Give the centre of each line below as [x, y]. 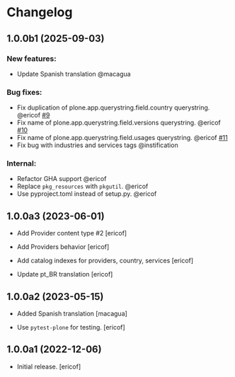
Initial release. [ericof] [49, 366]
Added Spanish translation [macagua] [72, 314]
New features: [32, 59]
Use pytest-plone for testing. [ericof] [71, 327]
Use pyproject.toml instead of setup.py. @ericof [87, 194]
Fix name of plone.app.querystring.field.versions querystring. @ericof [119, 123]
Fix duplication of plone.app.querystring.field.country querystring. [113, 108]
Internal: [22, 163]
